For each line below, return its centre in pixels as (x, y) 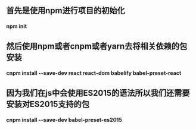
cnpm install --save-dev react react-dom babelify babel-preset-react (94, 73)
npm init (17, 26)
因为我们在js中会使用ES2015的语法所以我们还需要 (98, 93)
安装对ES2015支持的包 (48, 104)
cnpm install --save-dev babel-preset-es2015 (64, 119)
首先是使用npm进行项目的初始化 (66, 11)
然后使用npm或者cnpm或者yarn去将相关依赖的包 (97, 46)
